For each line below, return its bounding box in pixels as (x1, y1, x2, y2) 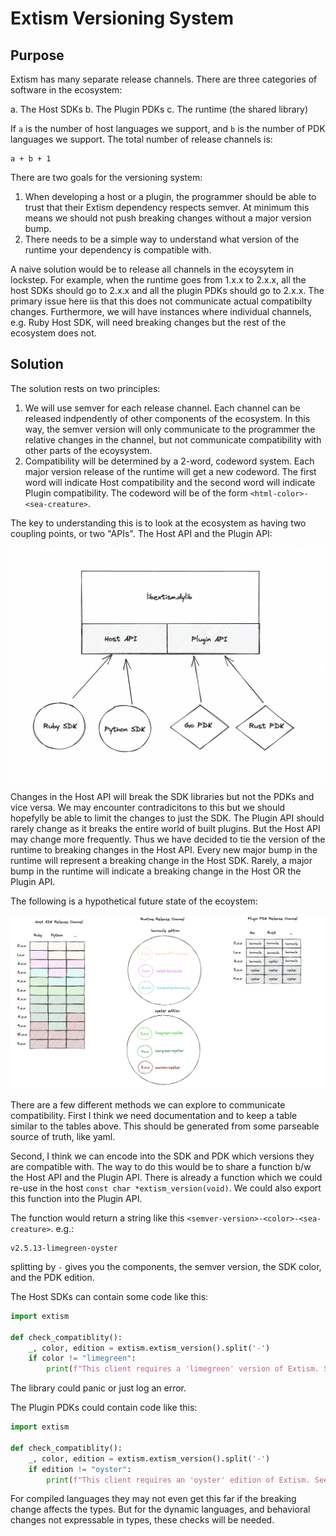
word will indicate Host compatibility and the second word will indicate (24, 476, 316, 488)
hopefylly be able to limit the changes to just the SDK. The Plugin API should (10, 812, 325, 824)
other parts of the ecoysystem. (24, 444, 153, 456)
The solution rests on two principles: (10, 382, 161, 394)
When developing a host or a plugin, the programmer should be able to (24, 191, 317, 202)
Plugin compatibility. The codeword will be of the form (24, 487, 248, 499)
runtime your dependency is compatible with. (24, 244, 212, 256)
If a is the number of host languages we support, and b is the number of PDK (10, 123, 326, 134)
